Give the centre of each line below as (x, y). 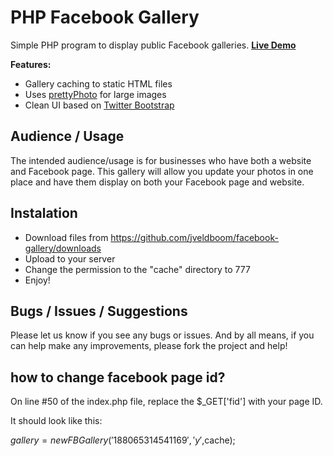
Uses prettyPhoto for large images (95, 94)
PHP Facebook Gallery (105, 17)
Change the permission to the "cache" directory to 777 (137, 269)
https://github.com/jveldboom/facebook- (194, 237)
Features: (31, 64)
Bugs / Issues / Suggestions (99, 311)
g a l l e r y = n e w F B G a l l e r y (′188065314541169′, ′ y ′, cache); (123, 440)
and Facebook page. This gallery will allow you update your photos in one (162, 171)
